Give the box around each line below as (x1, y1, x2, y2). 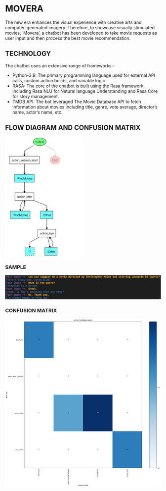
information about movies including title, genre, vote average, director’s (12, 104, 158, 109)
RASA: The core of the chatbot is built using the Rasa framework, (12, 83, 145, 89)
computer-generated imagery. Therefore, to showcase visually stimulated (5, 24, 155, 30)
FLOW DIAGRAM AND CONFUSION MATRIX (5, 123, 141, 132)
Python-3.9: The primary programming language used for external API (12, 72, 156, 78)
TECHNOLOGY (5, 50, 51, 58)
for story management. (12, 93, 59, 99)
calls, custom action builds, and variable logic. (12, 77, 107, 83)
